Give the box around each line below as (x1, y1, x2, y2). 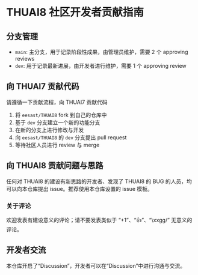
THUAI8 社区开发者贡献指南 (6, 5, 144, 19)
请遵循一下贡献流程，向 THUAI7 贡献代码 (6, 98, 108, 106)
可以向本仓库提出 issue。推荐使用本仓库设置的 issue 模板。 (6, 185, 153, 192)
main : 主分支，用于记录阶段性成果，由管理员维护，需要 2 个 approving (14, 49, 188, 55)
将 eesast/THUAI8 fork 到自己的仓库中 (14, 111, 107, 118)
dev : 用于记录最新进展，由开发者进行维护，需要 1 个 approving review (14, 62, 187, 69)
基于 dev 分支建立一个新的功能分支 (14, 118, 101, 126)
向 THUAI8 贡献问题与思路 (6, 160, 104, 171)
